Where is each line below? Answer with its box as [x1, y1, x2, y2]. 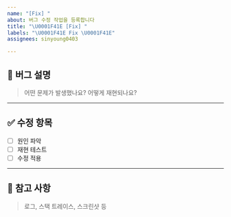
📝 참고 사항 [7, 183, 52, 194]
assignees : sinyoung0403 [7, 36, 78, 43]
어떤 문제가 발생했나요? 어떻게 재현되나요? [23, 88, 137, 96]
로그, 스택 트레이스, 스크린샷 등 [23, 202, 107, 210]
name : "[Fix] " [7, 10, 51, 17]
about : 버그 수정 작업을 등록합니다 [7, 17, 95, 23]
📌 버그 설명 [7, 69, 52, 81]
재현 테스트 [16, 145, 47, 154]
